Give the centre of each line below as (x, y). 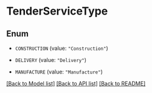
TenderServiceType (57, 11)
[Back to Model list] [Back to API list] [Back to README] (76, 84)
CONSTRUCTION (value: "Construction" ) (61, 48)
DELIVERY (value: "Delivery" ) (51, 60)
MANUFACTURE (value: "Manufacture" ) (59, 72)
